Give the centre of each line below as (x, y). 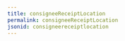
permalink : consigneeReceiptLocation (63, 20)
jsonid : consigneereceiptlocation (58, 26)
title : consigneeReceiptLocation (56, 14)
